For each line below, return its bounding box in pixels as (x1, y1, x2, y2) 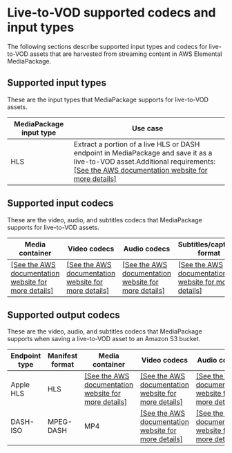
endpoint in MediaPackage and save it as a (73, 148, 213, 157)
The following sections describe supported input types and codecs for (7, 42, 208, 50)
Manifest (47, 351, 78, 360)
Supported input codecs (7, 197, 114, 209)
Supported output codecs (7, 309, 121, 320)
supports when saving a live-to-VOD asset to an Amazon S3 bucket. (7, 335, 201, 343)
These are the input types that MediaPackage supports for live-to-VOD (7, 95, 209, 104)
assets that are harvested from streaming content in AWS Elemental (30, 50, 222, 58)
